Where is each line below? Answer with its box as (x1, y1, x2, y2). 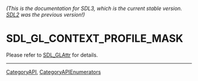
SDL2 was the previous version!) (6, 11, 85, 18)
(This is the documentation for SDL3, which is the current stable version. (6, 5, 183, 12)
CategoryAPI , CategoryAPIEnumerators (6, 68, 101, 75)
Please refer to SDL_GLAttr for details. (6, 51, 98, 59)
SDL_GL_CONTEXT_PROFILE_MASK (6, 31, 184, 45)
